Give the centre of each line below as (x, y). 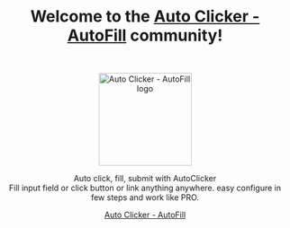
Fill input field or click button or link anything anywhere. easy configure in (145, 188)
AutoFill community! (145, 35)
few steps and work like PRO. (145, 197)
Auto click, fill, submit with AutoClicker (145, 178)
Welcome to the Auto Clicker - (145, 17)
